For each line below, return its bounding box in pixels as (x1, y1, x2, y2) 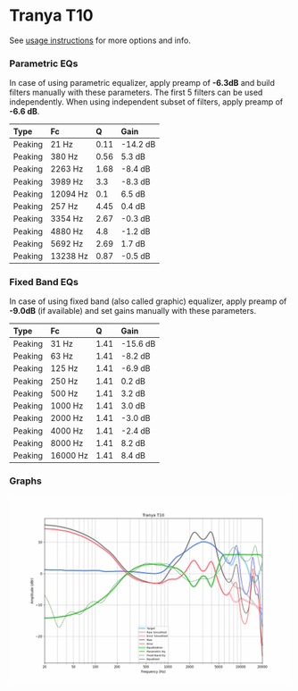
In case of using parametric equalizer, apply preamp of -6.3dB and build (9, 78, 275, 88)
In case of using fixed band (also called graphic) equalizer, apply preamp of (9, 296, 287, 307)
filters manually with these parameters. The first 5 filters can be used (9, 87, 263, 98)
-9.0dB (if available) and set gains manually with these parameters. (9, 306, 257, 316)
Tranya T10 (9, 5, 94, 26)
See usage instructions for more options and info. (9, 35, 192, 46)
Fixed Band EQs (9, 275, 79, 288)
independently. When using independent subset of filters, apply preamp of (9, 97, 284, 107)
